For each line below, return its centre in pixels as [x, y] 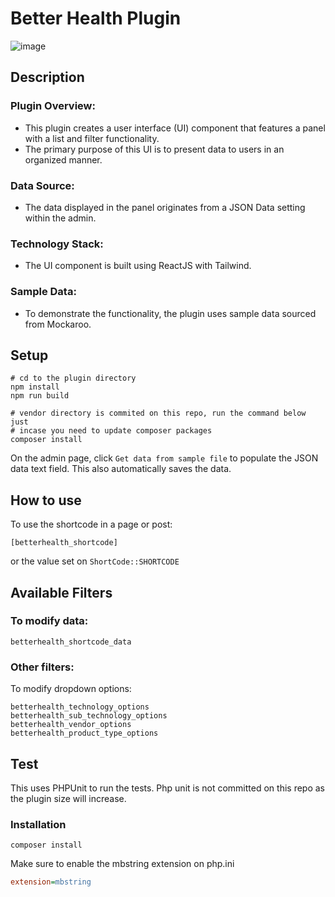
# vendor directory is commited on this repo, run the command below [158, 413]
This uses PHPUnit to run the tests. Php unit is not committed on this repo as [167, 788]
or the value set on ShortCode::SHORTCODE [95, 561]
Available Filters [61, 592]
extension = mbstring [51, 882]
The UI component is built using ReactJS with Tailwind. [138, 266]
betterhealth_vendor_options [71, 725]
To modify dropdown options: [71, 689]
